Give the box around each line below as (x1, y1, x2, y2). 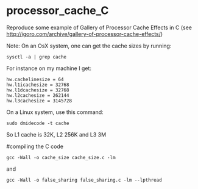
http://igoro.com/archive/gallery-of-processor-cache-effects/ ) (6, 30, 163, 37)
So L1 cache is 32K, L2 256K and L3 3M (6, 130, 107, 138)
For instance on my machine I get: (6, 65, 91, 72)
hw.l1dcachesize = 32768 (6, 87, 69, 93)
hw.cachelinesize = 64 (6, 76, 64, 82)
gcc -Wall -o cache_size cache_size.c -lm (6, 154, 116, 160)
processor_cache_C (6, 4, 109, 18)
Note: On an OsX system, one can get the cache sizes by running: (6, 42, 172, 49)
